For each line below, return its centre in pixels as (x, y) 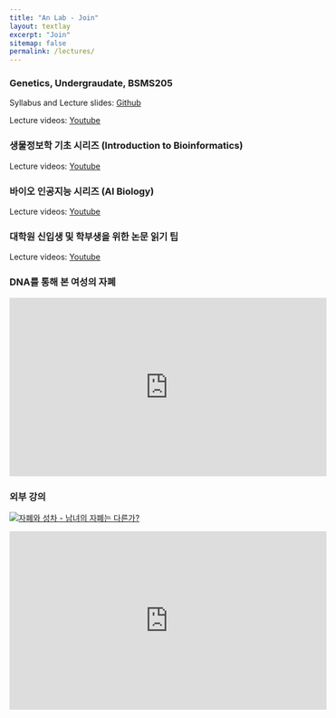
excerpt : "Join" (40, 34)
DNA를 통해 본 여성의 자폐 (62, 282)
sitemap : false (38, 43)
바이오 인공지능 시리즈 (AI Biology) (82, 191)
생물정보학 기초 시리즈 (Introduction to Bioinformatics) (126, 146)
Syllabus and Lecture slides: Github (76, 103)
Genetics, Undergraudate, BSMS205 (91, 83)
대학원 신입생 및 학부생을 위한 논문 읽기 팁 (94, 237)
